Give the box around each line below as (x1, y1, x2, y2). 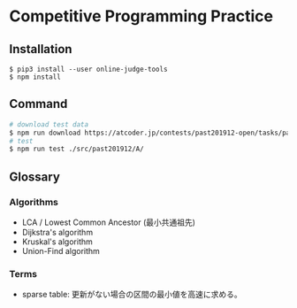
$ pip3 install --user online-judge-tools (9, 65, 168, 73)
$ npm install (9, 73, 62, 81)
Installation (9, 42, 72, 57)
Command (9, 96, 68, 112)
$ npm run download (9, 128, 81, 137)
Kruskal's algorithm (21, 236, 93, 247)
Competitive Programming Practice (9, 6, 274, 27)
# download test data (9, 119, 89, 129)
